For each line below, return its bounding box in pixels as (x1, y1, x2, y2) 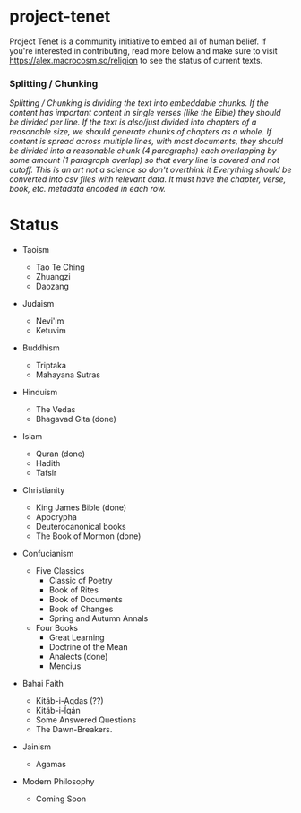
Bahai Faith (21, 679, 64, 689)
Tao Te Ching (35, 262, 85, 272)
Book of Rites (48, 584, 99, 595)
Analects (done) (48, 652, 108, 662)
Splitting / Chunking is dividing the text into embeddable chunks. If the (9, 98, 269, 108)
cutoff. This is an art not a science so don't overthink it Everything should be (9, 164, 292, 176)
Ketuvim (35, 325, 66, 336)
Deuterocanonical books (35, 522, 127, 532)
